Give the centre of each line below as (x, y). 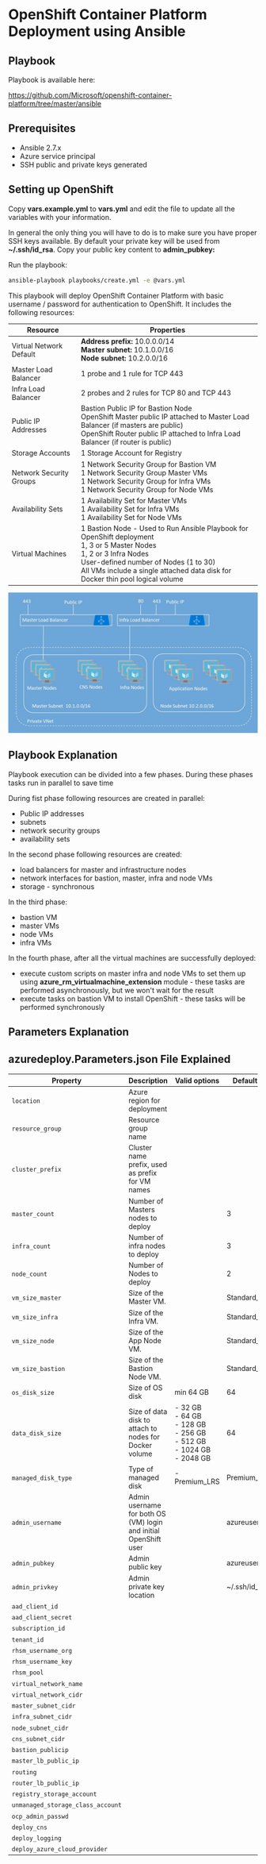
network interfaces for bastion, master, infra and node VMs (116, 878)
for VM (139, 1181)
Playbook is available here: (52, 80)
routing (24, 1772)
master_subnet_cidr (44, 1706)
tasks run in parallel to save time (61, 783)
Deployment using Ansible (97, 31)
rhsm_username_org (42, 1650)
